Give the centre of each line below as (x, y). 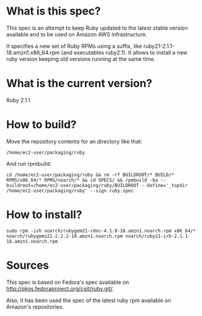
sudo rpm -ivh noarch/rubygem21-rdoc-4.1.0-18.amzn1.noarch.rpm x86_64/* (101, 231)
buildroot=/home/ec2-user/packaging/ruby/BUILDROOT (73, 185)
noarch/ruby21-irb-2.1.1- (158, 236)
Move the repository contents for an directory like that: (74, 141)
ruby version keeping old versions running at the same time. (81, 59)
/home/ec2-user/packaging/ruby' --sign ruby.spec (70, 191)
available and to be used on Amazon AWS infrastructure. (77, 34)
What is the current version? (79, 84)
